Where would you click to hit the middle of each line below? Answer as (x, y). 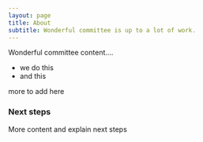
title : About (30, 23)
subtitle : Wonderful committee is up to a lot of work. (102, 30)
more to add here (36, 92)
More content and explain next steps (68, 129)
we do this (36, 68)
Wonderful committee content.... (61, 53)
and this (33, 77)
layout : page (30, 15)
